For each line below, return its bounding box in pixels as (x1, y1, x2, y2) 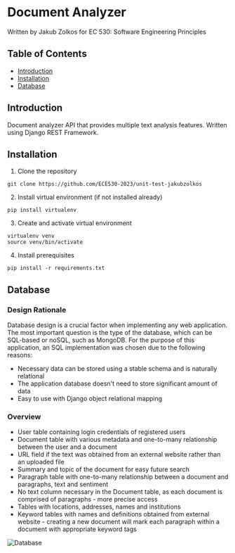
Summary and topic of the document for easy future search (17, 465, 190, 473)
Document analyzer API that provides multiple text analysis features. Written (7, 120, 228, 129)
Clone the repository (17, 167, 77, 176)
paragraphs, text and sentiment (17, 480, 109, 489)
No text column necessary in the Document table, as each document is (17, 488, 223, 496)
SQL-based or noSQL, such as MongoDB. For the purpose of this (7, 336, 195, 345)
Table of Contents (7, 48, 88, 60)
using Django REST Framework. (7, 128, 99, 136)
